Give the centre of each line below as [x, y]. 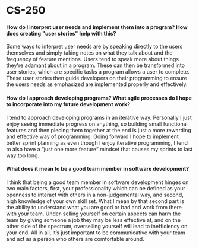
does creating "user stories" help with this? [61, 33]
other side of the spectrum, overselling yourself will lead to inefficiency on [97, 226]
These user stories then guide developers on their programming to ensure [97, 78]
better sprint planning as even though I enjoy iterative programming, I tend [97, 142]
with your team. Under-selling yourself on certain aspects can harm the [94, 214]
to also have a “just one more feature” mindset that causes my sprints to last [99, 149]
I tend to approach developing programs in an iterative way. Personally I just [99, 117]
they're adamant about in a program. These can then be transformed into [96, 65]
